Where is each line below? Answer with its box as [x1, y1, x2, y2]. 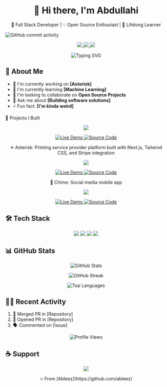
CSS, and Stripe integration [57, 150, 115, 156]
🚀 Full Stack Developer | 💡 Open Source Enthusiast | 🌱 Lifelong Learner [11, 22, 161, 28]
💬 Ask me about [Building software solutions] [12, 97, 111, 103]
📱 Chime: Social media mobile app [50, 179, 122, 185]
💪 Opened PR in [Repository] [12, 316, 73, 322]
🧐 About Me [5, 67, 44, 76]
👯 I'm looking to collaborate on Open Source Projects [12, 92, 127, 98]
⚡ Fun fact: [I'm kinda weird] [12, 103, 74, 109]
